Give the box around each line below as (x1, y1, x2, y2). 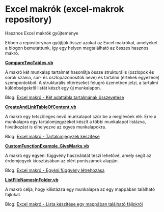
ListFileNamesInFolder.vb (5, 177, 59, 182)
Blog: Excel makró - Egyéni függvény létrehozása (5, 167, 105, 173)
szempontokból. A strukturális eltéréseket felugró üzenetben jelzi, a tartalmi (5, 80, 158, 86)
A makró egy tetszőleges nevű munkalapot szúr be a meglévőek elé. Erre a (5, 113, 157, 119)
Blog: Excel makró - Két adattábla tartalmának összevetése (5, 94, 124, 100)
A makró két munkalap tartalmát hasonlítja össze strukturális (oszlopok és (5, 69, 154, 75)
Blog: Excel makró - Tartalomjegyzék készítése (5, 133, 100, 139)
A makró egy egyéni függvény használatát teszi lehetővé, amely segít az (5, 152, 151, 158)
